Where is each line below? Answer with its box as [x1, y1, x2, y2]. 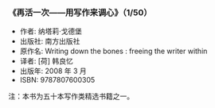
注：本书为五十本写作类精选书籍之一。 [8, 91, 134, 101]
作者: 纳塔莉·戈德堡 [19, 26, 82, 37]
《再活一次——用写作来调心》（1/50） [8, 6, 153, 17]
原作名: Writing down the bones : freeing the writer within [19, 46, 208, 56]
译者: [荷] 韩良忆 [19, 56, 73, 66]
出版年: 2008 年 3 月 [19, 66, 88, 76]
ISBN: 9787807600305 [19, 75, 96, 85]
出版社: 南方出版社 [19, 37, 80, 46]
